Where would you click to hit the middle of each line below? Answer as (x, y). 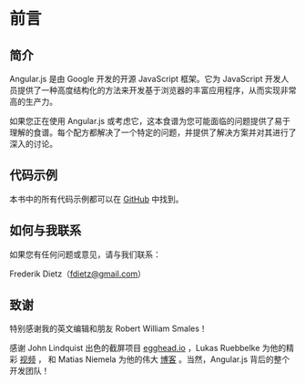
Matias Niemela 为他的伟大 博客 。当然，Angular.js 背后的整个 (174, 359)
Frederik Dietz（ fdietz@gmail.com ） (78, 274)
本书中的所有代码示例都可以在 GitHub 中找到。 (97, 199)
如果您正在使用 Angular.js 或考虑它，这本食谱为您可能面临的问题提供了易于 (150, 121)
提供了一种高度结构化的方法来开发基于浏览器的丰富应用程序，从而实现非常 (157, 90)
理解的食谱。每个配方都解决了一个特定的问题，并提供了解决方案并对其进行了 (153, 132)
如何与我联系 (46, 230)
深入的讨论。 (33, 144)
